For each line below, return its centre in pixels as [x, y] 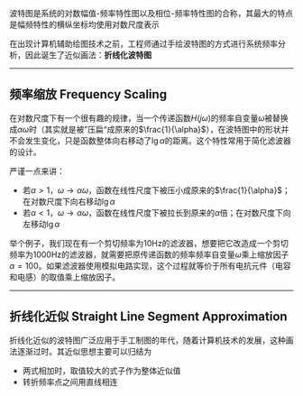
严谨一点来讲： [37, 170]
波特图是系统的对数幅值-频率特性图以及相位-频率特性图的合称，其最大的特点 [151, 13]
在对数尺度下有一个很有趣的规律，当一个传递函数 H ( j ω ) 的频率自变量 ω [137, 118]
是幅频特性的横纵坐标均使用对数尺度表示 [84, 24]
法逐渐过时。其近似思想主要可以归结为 [80, 351]
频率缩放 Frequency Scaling [88, 94]
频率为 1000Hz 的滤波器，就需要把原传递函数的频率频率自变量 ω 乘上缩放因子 [149, 254]
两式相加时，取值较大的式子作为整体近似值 [101, 370]
